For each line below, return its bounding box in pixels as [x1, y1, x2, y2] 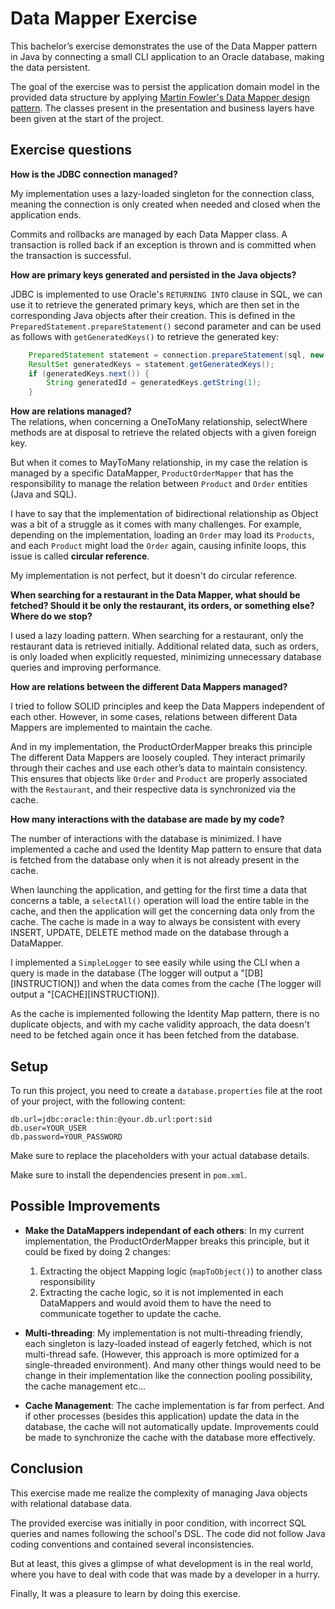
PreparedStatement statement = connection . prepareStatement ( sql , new [28, 350, 325, 360]
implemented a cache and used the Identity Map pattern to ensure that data [10, 843, 322, 856]
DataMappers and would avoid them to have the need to [39, 1297, 272, 1309]
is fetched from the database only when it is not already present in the [10, 854, 300, 866]
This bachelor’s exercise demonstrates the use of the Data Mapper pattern [10, 40, 318, 52]
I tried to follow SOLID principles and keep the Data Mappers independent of [10, 700, 326, 712]
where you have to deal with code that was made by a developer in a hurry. [10, 1568, 321, 1580]
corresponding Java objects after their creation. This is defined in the [10, 309, 296, 321]
